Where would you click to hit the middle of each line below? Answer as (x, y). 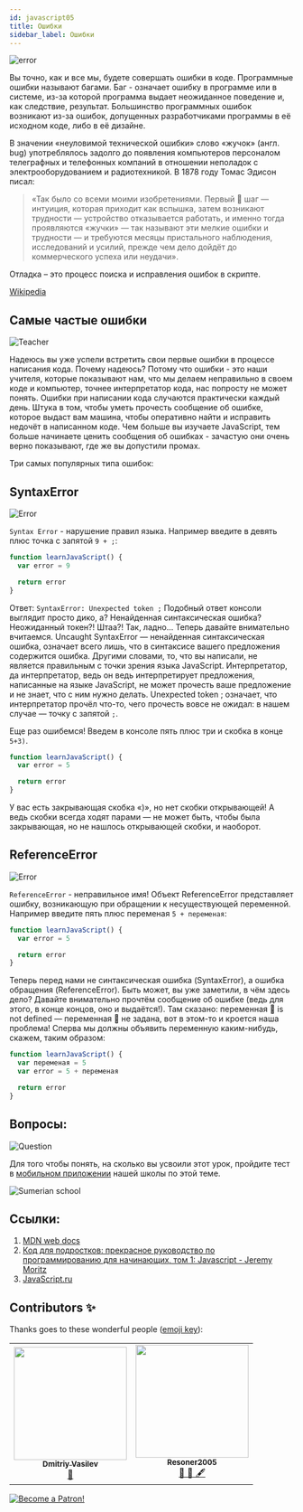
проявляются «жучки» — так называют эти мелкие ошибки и (150, 228)
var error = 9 (44, 566)
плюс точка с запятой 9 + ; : (64, 540)
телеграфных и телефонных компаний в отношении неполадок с (134, 163)
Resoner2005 (192, 1462)
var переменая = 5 (52, 1063)
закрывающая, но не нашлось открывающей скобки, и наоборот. (135, 826)
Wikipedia (28, 292)
